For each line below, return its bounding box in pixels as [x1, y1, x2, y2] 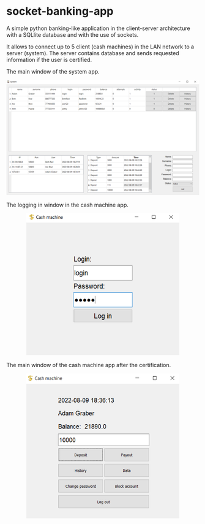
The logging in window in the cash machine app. [6, 201, 129, 208]
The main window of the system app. [6, 67, 100, 75]
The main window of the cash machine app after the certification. [6, 362, 171, 369]
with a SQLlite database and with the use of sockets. [6, 31, 139, 38]
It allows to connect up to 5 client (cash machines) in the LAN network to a [6, 43, 195, 50]
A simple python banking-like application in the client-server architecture [6, 25, 191, 32]
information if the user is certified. [6, 56, 92, 63]
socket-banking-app [6, 4, 114, 18]
